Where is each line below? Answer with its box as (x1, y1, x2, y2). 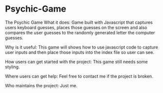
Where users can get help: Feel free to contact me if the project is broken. (5, 73, 153, 79)
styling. (5, 64, 20, 70)
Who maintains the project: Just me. (5, 82, 78, 88)
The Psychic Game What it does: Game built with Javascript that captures (5, 19, 153, 25)
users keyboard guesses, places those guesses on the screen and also (5, 24, 147, 30)
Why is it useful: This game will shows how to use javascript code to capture (5, 44, 158, 50)
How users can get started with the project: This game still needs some (5, 59, 148, 64)
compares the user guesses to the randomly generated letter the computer (5, 30, 155, 35)
